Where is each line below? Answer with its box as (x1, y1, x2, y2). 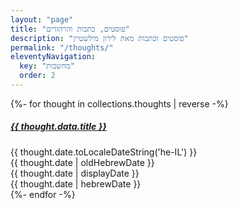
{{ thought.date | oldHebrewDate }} (10, 156, 155, 168)
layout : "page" (10, 14, 74, 25)
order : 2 (19, 71, 56, 81)
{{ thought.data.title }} (10, 121, 107, 133)
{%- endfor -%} (10, 188, 76, 200)
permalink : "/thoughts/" (10, 42, 114, 53)
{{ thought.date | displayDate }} (10, 167, 140, 179)
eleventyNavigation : (10, 52, 97, 62)
